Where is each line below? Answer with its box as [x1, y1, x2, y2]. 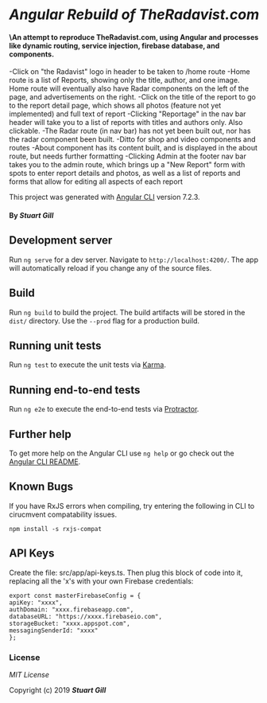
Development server [9, 233, 113, 248]
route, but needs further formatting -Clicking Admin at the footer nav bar [9, 151, 247, 161]
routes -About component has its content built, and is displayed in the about [9, 143, 257, 153]
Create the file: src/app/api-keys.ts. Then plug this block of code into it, [9, 568, 243, 577]
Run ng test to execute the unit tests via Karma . [9, 360, 166, 369]
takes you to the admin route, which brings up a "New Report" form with [9, 160, 246, 170]
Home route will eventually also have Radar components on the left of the [9, 84, 250, 93]
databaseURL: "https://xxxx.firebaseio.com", [9, 612, 162, 620]
